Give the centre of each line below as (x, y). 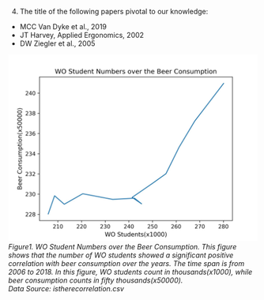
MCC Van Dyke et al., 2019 (63, 26)
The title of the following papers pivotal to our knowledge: (114, 11)
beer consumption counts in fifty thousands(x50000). (96, 280)
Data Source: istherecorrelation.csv (66, 289)
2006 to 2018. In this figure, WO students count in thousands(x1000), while (130, 272)
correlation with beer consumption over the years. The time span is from (126, 263)
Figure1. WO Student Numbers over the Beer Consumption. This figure (123, 247)
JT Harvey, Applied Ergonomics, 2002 (82, 35)
